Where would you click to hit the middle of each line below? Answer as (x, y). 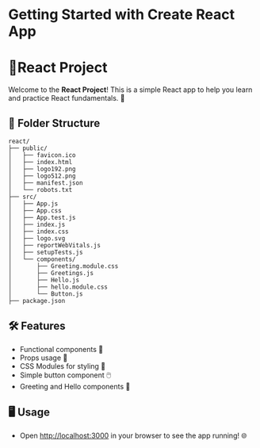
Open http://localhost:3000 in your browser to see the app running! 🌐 (133, 435)
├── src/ (23, 197)
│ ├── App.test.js (42, 217)
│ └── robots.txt (40, 190)
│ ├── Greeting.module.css (63, 266)
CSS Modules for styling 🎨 (63, 366)
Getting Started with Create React (122, 15)
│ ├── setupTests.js (46, 252)
